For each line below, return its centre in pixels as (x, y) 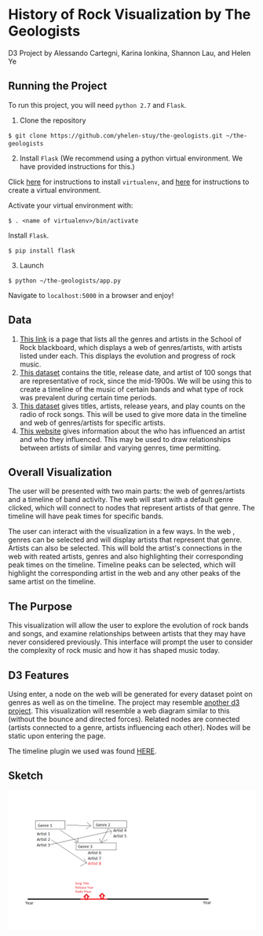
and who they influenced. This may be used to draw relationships (125, 439)
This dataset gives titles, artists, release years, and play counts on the (132, 406)
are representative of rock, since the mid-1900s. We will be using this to (136, 381)
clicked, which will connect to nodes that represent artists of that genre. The (131, 508)
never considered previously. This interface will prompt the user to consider (131, 642)
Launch (32, 265)
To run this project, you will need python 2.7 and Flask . (97, 105)
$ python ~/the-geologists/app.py (65, 281)
